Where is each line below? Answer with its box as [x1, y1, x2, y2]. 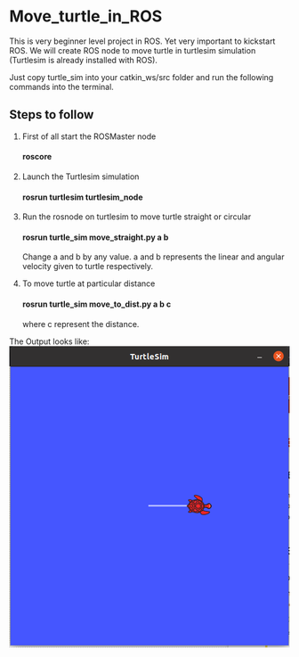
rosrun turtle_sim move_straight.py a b [21, 232, 169, 242]
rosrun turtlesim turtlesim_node [21, 192, 143, 202]
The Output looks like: [9, 336, 90, 347]
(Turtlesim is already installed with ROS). [9, 54, 158, 65]
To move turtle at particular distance [21, 278, 156, 289]
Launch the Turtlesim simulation [21, 171, 140, 182]
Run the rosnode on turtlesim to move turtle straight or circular [21, 211, 252, 222]
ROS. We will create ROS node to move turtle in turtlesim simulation [9, 45, 256, 55]
